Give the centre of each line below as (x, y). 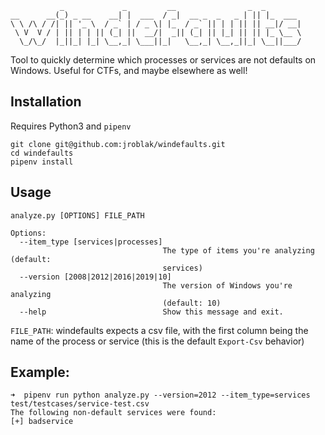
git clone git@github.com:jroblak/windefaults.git (118, 144)
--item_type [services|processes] (91, 242)
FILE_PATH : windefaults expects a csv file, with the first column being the (159, 330)
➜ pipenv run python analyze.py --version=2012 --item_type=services (160, 395)
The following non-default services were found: (113, 413)
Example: (40, 372)
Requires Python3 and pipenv (71, 126)
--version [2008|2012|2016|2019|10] (95, 277)
